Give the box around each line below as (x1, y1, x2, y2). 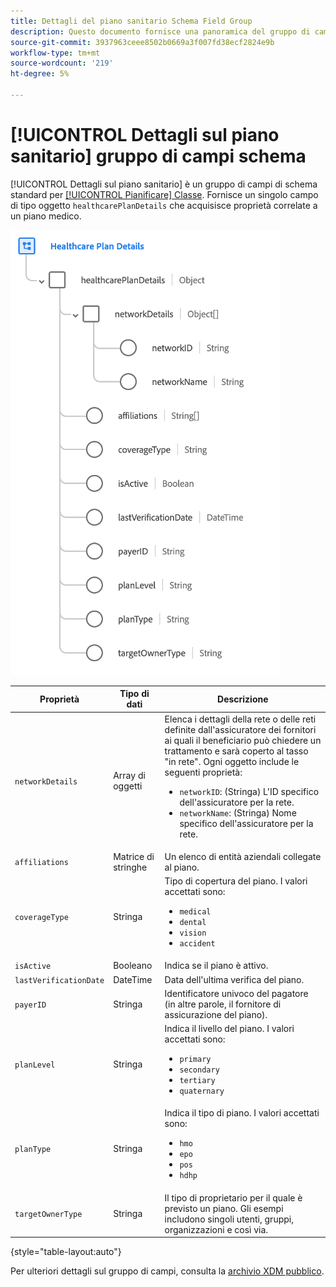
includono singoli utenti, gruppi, (164, 1213, 294, 1225)
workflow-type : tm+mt (10, 48, 101, 58)
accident (179, 939, 216, 949)
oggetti (113, 780, 143, 792)
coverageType (14, 912, 69, 922)
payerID (14, 1000, 47, 1010)
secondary (179, 1065, 220, 1075)
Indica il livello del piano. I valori (164, 1023, 295, 1035)
